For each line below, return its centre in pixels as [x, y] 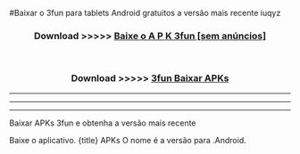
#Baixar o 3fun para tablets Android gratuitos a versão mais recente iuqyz [145, 13]
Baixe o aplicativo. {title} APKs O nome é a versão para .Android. [128, 140]
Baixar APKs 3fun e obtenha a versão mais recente [103, 123]
